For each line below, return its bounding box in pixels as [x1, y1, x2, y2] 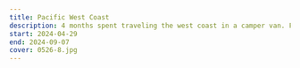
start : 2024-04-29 [9, 29, 78, 38]
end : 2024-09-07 [9, 37, 70, 47]
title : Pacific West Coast [9, 12, 110, 22]
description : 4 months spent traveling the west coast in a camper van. [9, 21, 286, 30]
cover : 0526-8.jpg [9, 46, 78, 55]
